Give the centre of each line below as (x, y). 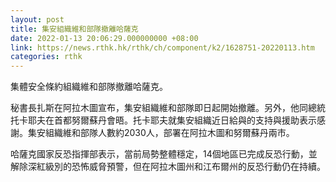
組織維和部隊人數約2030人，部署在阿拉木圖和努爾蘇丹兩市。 (169, 133)
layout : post (37, 19)
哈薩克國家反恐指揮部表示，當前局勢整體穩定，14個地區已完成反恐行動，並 (164, 154)
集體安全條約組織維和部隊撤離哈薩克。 (89, 87)
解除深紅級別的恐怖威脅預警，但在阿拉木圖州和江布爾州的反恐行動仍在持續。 (168, 167)
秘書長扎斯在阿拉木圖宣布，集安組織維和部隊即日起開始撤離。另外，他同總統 (168, 108)
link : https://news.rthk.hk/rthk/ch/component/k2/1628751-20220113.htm (162, 47)
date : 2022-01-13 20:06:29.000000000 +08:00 (104, 38)
